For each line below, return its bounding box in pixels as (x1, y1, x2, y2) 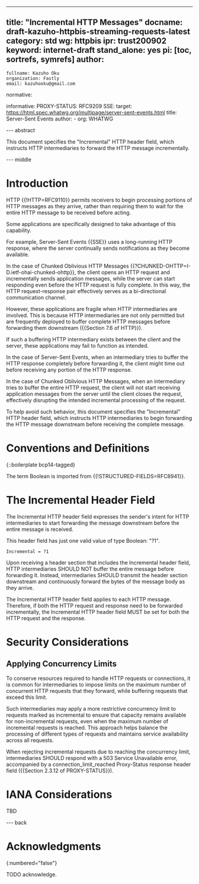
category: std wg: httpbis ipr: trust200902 (6, 36, 167, 46)
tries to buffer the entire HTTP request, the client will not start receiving (6, 384, 181, 391)
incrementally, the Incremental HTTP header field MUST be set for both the (6, 608, 190, 615)
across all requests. (6, 736, 54, 743)
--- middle (6, 155, 31, 163)
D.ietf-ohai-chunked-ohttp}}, (6, 268, 76, 276)
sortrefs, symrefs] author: (6, 55, 105, 65)
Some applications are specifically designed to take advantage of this (6, 220, 176, 227)
